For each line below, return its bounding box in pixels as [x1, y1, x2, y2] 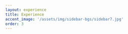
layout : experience [5, 7, 47, 12]
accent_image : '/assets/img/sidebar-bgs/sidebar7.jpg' [5, 16, 124, 21]
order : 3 [5, 21, 24, 26]
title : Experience [5, 12, 44, 17]
